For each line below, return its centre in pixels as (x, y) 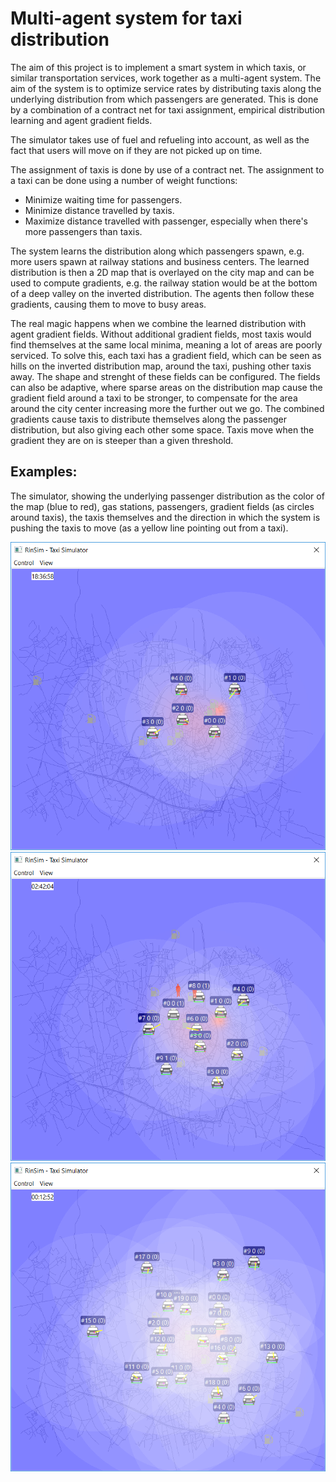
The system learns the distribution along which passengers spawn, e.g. (157, 251)
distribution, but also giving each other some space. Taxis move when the (162, 429)
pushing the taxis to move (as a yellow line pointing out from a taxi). (149, 528)
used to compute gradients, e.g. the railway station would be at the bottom (164, 283)
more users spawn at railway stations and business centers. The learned (160, 261)
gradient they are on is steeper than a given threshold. (122, 440)
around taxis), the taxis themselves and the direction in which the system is (165, 517)
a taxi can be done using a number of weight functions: (124, 180)
